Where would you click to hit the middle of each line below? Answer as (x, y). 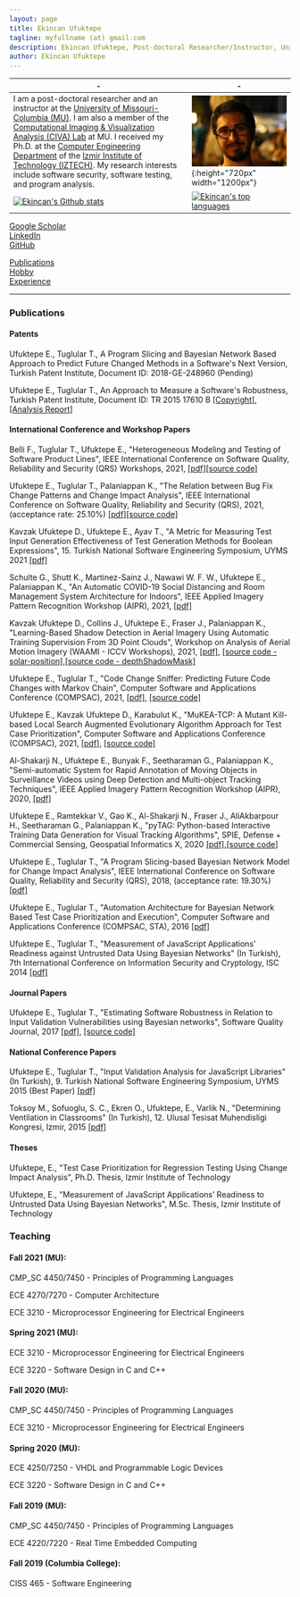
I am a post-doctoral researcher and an (85, 98)
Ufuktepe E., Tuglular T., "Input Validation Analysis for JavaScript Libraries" (148, 1072)
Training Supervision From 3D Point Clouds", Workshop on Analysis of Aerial (150, 642)
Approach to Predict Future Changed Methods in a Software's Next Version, (149, 363)
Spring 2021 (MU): (44, 1332)
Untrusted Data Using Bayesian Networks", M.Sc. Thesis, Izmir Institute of (145, 1204)
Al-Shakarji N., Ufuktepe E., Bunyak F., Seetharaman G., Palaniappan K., (142, 761)
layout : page (33, 19)
